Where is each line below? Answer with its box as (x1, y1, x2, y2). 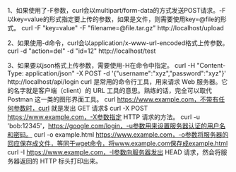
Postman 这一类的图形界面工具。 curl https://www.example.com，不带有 (7, 95, 219, 104)
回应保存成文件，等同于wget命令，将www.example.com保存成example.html (7, 140, 228, 147)
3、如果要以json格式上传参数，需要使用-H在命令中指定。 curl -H (7, 61, 196, 69)
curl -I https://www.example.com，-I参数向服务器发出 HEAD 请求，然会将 (7, 148, 221, 156)
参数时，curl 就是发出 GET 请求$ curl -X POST (13, 104, 148, 112)
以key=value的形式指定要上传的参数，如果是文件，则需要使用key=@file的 (7, 15, 221, 23)
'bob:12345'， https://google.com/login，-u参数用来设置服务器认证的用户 (7, 122, 220, 130)
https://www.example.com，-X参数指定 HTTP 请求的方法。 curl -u (7, 113, 200, 121)
